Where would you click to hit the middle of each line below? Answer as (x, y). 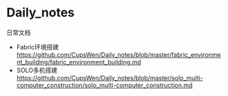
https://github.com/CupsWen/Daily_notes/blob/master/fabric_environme (118, 55)
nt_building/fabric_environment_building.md (79, 62)
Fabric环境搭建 (38, 47)
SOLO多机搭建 (37, 70)
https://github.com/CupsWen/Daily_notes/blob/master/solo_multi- (110, 77)
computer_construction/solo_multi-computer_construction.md (104, 85)
